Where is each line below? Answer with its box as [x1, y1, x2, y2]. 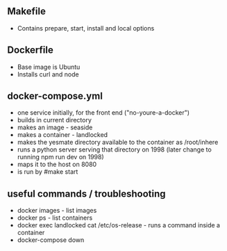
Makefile [7, 6, 47, 17]
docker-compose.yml [7, 90, 103, 102]
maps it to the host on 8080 [17, 160, 97, 169]
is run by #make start [17, 168, 78, 176]
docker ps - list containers [17, 213, 93, 222]
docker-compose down [17, 236, 85, 244]
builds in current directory [17, 116, 92, 124]
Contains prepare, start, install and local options [17, 24, 155, 32]
